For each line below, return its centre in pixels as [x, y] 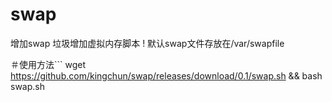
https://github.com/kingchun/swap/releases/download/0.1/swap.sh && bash [166, 75]
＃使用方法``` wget [48, 64]
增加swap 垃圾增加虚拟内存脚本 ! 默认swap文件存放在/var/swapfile [147, 43]
